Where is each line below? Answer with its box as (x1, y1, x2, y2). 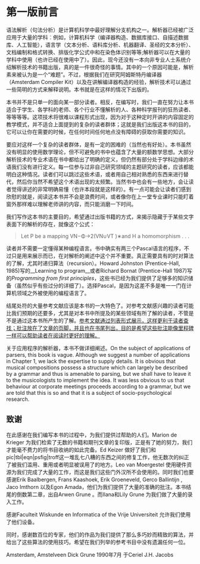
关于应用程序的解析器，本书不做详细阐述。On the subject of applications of (6, 344, 191, 351)
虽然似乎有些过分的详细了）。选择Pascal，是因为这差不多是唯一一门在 (16, 282, 187, 289)
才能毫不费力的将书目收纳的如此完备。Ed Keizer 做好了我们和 (6, 446, 157, 453)
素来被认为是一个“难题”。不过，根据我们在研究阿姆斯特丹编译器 (6, 71, 162, 78)
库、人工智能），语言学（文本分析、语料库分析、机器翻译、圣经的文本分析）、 (6, 41, 194, 48)
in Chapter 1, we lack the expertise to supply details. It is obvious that (6, 357, 176, 364)
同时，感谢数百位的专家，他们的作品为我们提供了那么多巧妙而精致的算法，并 (6, 531, 194, 538)
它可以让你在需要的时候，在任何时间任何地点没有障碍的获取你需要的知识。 (6, 128, 189, 135)
